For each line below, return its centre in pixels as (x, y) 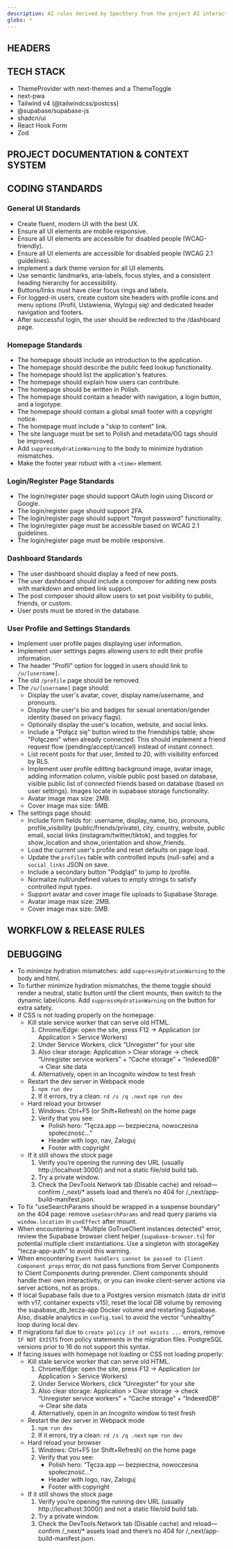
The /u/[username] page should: (63, 687)
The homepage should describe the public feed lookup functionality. (115, 368)
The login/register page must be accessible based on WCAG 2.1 (108, 526)
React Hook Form (42, 125)
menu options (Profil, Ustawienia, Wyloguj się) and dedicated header (115, 305)
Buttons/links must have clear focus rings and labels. (93, 290)
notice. (27, 419)
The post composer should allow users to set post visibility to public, (115, 596)
